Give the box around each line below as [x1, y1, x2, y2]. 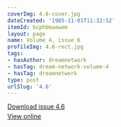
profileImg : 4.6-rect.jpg [7, 43, 83, 50]
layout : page [7, 30, 46, 38]
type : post [7, 76, 40, 84]
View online [7, 112, 42, 121]
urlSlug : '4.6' [7, 83, 52, 90]
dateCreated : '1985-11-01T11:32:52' [7, 17, 115, 24]
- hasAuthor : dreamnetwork [7, 57, 87, 64]
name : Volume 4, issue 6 [7, 37, 81, 44]
